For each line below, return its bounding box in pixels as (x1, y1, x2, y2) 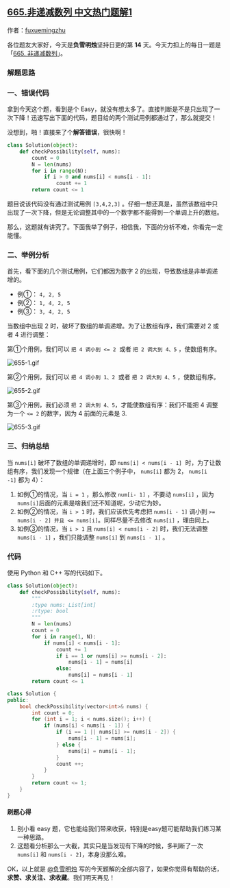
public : (7, 697, 29, 704)
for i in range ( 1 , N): (31, 633, 97, 640)
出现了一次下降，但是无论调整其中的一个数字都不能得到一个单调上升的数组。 (7, 208, 223, 217)
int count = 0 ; (31, 709, 75, 717)
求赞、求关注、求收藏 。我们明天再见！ (7, 874, 115, 881)
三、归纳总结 (7, 442, 50, 451)
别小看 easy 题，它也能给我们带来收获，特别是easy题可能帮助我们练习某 (16, 825, 222, 832)
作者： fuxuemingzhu (7, 26, 66, 34)
